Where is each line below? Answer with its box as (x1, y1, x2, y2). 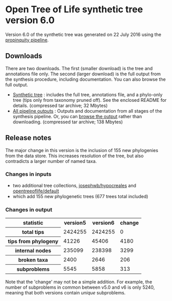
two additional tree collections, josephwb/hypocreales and (12, 182, 137, 188)
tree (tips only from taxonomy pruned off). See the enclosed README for (12, 97, 167, 103)
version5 (63, 219, 86, 226)
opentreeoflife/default (12, 188, 59, 194)
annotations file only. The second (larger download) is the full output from (5, 71, 161, 77)
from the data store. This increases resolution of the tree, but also (5, 153, 144, 159)
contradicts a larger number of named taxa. (5, 158, 97, 164)
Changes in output (5, 206, 53, 213)
